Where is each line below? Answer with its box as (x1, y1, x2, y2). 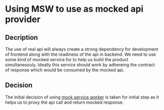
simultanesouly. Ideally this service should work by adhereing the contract (5, 62, 155, 67)
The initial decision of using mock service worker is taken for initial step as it (5, 94, 159, 100)
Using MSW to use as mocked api (5, 3, 143, 15)
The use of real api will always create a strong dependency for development (5, 46, 159, 52)
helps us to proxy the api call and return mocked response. (5, 99, 124, 105)
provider (5, 14, 41, 25)
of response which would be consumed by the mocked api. (5, 67, 125, 73)
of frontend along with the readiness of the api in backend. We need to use (5, 51, 156, 57)
